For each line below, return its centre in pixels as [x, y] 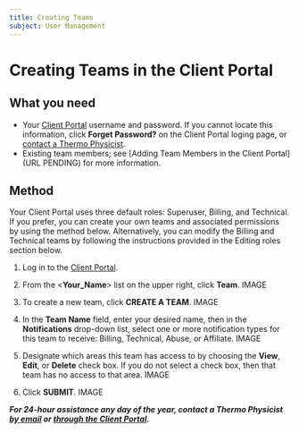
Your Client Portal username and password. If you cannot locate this [148, 124]
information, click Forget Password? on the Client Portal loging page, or [154, 134]
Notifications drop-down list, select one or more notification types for [151, 329]
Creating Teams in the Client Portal [141, 70]
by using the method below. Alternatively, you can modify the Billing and [142, 231]
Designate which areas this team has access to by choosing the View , [151, 356]
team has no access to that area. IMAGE [96, 375]
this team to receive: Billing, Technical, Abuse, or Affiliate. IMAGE [141, 339]
